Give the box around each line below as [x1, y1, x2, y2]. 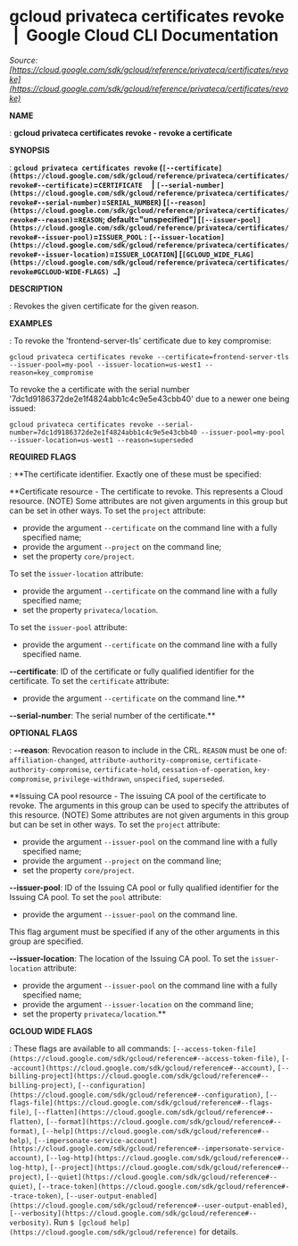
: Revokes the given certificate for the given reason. [9, 300, 199, 311]
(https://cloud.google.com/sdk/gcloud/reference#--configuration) [9, 1090, 261, 1099]
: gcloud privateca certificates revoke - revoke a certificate [9, 127, 233, 138]
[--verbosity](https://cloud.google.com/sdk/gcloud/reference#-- [9, 1208, 257, 1217]
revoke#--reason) [9, 215, 74, 224]
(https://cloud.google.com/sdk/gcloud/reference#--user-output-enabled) [9, 1200, 286, 1210]
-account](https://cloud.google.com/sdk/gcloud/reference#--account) [9, 1064, 274, 1073]
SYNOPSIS [9, 145, 51, 156]
